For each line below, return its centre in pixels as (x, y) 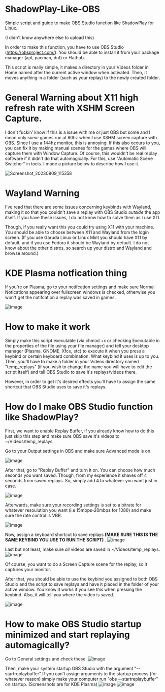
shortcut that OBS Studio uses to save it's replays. (56, 386)
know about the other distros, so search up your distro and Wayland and (78, 248)
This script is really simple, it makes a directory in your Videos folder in (77, 67)
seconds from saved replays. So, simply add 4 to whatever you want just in (81, 480)
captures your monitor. (28, 569)
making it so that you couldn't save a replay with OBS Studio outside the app (82, 212)
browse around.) (22, 253)
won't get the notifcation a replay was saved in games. (61, 297)
